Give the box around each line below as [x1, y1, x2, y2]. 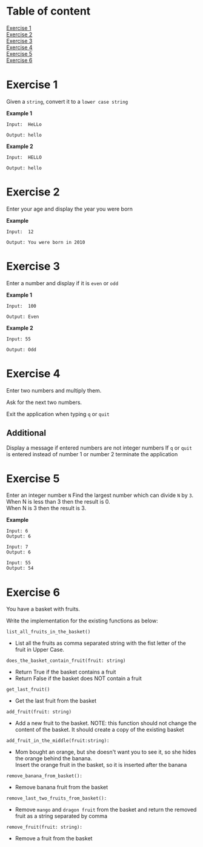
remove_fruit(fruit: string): [6, 824, 83, 831]
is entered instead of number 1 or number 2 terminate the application [6, 450, 178, 457]
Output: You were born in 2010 [6, 239, 85, 245]
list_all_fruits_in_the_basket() [6, 629, 91, 635]
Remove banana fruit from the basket [15, 784, 108, 791]
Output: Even [6, 314, 39, 320]
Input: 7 [6, 544, 28, 550]
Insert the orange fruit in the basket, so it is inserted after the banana [15, 761, 187, 769]
